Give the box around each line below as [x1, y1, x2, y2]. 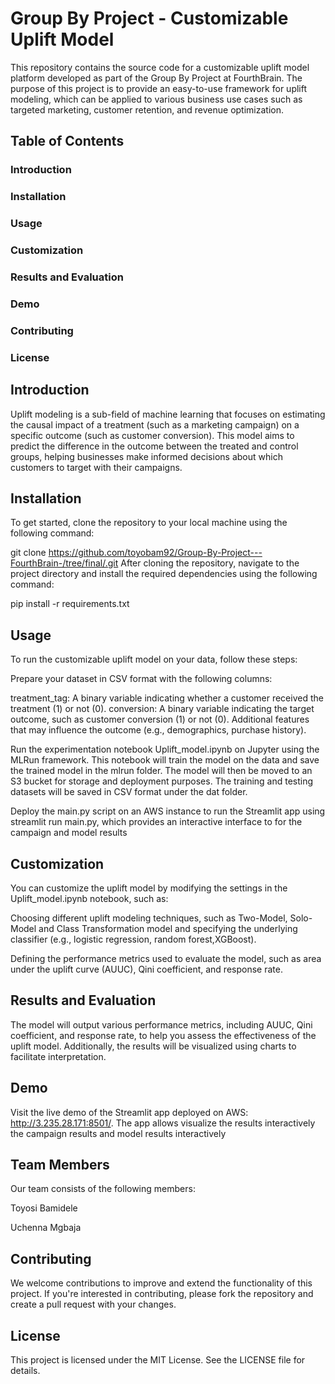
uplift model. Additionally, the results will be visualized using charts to [10, 1040, 297, 1052]
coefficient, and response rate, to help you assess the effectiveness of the [10, 1029, 317, 1041]
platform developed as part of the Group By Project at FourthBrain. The [10, 72, 303, 84]
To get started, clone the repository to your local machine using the [10, 517, 288, 529]
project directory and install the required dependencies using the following [10, 568, 318, 580]
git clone [10, 547, 47, 559]
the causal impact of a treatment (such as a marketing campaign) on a [10, 418, 300, 431]
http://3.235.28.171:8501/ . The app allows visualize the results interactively [10, 1117, 316, 1129]
